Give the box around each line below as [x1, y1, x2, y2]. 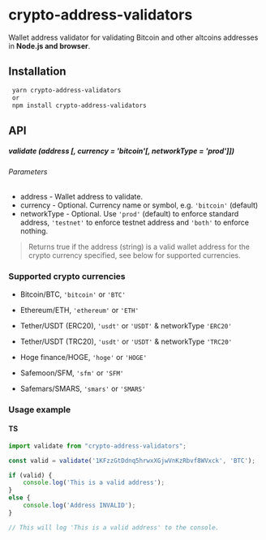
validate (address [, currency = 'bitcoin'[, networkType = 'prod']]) [8, 146, 235, 156]
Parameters [8, 166, 48, 176]
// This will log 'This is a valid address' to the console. [8, 523, 220, 532]
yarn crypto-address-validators [11, 86, 122, 94]
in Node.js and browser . [8, 41, 91, 50]
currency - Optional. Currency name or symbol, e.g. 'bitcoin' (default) [19, 200, 259, 210]
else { [8, 494, 31, 502]
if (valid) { [8, 471, 53, 479]
